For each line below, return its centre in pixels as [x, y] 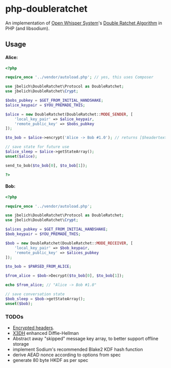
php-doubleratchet [47, 9]
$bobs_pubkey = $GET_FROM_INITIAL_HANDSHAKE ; [54, 101]
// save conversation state [35, 294]
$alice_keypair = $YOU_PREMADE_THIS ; [45, 105]
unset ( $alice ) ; [21, 156]
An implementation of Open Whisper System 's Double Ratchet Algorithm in [84, 23]
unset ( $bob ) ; [19, 303]
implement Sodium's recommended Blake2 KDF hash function [78, 350]
